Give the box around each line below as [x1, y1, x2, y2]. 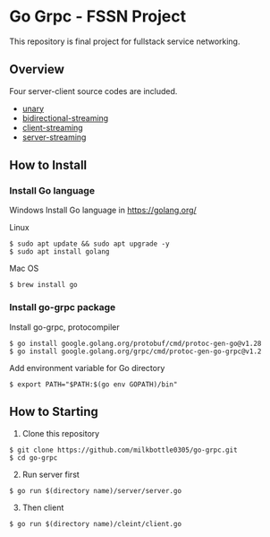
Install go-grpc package [9, 301, 116, 314]
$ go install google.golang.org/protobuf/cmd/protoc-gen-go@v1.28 [9, 339, 262, 348]
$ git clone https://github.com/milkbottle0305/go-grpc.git [9, 446, 239, 455]
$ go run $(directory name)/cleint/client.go [9, 519, 181, 528]
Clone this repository [21, 428, 100, 438]
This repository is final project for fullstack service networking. [9, 36, 240, 47]
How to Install [9, 158, 88, 173]
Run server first [21, 469, 80, 480]
